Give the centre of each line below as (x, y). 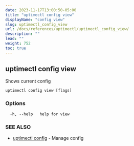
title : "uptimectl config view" (40, 15)
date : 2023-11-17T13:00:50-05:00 (41, 10)
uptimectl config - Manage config (48, 138)
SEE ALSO (18, 127)
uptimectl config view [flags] (39, 91)
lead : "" (15, 39)
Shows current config (28, 81)
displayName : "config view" (35, 19)
